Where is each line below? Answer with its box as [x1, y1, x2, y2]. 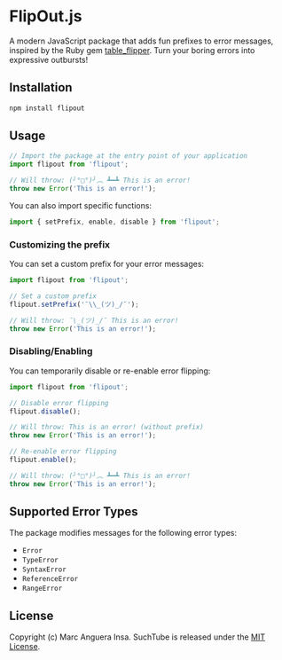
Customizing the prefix [9, 238, 111, 250]
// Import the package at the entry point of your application [9, 152, 248, 161]
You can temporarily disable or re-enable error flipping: [9, 365, 211, 376]
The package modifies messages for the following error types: [9, 528, 238, 538]
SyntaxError [21, 565, 67, 574]
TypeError [21, 556, 59, 565]
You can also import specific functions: [9, 200, 153, 210]
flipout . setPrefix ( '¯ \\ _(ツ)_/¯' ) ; [9, 300, 139, 309]
